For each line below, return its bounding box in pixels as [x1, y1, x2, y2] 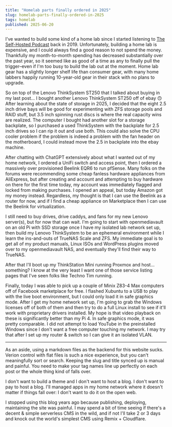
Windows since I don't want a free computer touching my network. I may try [5, 326, 166, 332]
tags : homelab [5, 17, 36, 22]
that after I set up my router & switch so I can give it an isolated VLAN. [5, 332, 153, 338]
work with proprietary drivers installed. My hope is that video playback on [5, 310, 161, 316]
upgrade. [5, 80, 25, 86]
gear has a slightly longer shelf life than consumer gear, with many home [5, 69, 159, 75]
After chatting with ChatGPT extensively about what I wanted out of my [5, 154, 155, 161]
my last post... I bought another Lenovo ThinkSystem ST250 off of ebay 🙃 [5, 95, 162, 101]
